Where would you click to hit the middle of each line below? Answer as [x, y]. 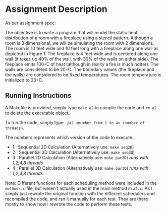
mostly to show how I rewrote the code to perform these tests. [69, 204]
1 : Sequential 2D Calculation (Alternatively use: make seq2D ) [73, 147]
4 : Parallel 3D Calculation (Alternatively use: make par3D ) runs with [80, 168]
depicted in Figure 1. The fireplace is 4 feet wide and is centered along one [82, 54]
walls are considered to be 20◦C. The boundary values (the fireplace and [80, 69]
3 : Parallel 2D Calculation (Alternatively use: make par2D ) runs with [80, 157]
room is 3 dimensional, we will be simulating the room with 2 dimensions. [80, 43]
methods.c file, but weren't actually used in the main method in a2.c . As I [79, 188]
